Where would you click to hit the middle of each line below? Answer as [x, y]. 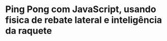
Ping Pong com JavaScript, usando [81, 9]
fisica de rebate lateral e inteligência [83, 20]
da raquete [29, 31]
